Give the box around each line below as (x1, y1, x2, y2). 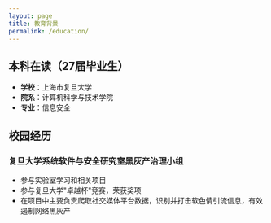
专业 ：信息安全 (20, 103, 71, 112)
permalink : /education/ (8, 27, 90, 35)
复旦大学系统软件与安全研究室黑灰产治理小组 (8, 155, 184, 167)
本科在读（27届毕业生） (8, 59, 129, 73)
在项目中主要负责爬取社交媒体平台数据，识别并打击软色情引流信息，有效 (20, 195, 263, 205)
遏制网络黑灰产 (20, 205, 71, 216)
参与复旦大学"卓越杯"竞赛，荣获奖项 (20, 185, 142, 195)
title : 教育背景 (8, 20, 59, 28)
